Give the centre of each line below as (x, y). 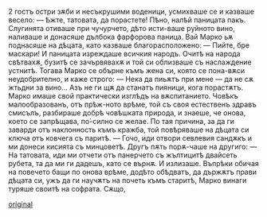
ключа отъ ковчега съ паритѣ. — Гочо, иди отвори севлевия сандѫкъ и (130, 138)
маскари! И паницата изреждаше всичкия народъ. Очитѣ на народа (124, 54)
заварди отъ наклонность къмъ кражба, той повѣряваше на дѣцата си (129, 130)
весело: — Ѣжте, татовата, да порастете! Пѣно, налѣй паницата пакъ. (127, 20)
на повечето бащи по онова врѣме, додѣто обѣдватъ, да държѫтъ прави (133, 172)
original (21, 204)
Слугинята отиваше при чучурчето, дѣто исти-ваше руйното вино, (122, 28)
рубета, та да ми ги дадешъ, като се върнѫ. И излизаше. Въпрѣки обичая (133, 163)
